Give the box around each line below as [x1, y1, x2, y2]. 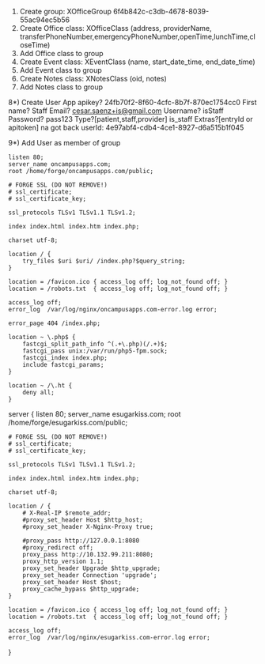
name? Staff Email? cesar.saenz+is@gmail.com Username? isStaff [8, 106, 224, 115]
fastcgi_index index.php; [22, 354, 108, 362]
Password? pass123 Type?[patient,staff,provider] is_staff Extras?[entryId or [8, 115, 253, 123]
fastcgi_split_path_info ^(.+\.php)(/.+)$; [22, 340, 168, 348]
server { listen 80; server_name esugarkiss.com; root [8, 409, 181, 418]
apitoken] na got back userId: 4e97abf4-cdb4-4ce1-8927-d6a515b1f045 [8, 123, 244, 132]
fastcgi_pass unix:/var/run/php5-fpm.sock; [22, 347, 168, 355]
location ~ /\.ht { [8, 382, 73, 390]
